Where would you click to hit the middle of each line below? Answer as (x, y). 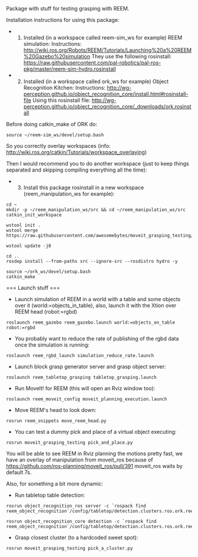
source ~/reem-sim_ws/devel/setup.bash (55, 135)
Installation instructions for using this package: (63, 20)
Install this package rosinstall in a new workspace (84, 187)
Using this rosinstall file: (61, 100)
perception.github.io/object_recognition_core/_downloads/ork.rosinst (107, 106)
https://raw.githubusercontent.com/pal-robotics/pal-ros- (92, 62)
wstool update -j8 (29, 246)
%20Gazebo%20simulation (57, 56)
